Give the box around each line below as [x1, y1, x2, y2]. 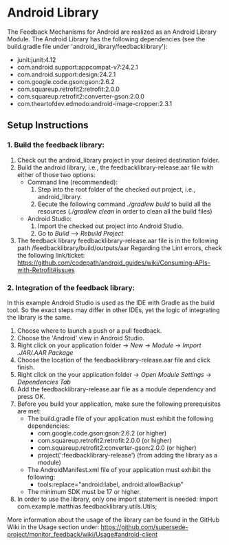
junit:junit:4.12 [17, 55, 56, 63]
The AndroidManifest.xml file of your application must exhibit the [27, 465, 211, 473]
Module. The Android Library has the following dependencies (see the [7, 34, 206, 43]
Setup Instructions [7, 119, 89, 132]
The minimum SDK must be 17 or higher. [27, 487, 141, 495]
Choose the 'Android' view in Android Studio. [17, 333, 144, 342]
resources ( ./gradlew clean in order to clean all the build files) [37, 207, 212, 215]
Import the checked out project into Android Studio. [37, 222, 184, 230]
